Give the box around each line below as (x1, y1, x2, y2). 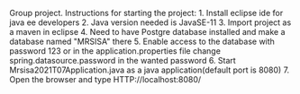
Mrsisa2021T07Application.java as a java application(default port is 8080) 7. (9, 64, 290, 75)
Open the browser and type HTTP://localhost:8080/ (9, 74, 202, 84)
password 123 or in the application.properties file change (9, 46, 221, 56)
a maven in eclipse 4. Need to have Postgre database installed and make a (9, 27, 286, 37)
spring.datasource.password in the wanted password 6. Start (9, 56, 236, 65)
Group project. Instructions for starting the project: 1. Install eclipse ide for (9, 8, 284, 18)
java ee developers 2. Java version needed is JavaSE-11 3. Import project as (9, 17, 292, 28)
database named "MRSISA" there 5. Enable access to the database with (9, 36, 275, 47)
